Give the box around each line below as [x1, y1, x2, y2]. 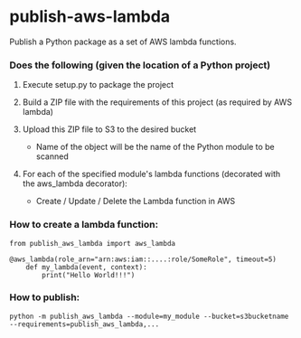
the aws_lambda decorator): [22, 178, 128, 189]
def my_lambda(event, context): [25, 262, 147, 272]
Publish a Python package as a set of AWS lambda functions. [9, 36, 237, 47]
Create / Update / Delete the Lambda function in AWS [35, 196, 236, 207]
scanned [35, 151, 70, 162]
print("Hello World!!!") [42, 270, 136, 279]
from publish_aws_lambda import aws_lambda [9, 239, 176, 248]
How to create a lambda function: [9, 219, 159, 231]
